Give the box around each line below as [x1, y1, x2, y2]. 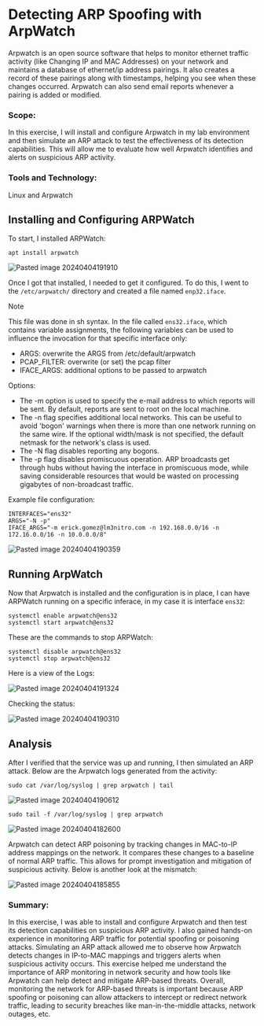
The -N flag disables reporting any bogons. [19, 446, 159, 456]
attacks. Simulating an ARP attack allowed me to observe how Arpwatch [8, 943, 241, 952]
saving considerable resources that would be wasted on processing [19, 471, 240, 481]
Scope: [8, 109, 36, 120]
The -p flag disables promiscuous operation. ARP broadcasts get [19, 455, 230, 464]
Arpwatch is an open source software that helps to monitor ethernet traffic [8, 48, 249, 57]
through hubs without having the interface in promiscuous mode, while [19, 463, 249, 473]
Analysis [8, 737, 53, 751]
